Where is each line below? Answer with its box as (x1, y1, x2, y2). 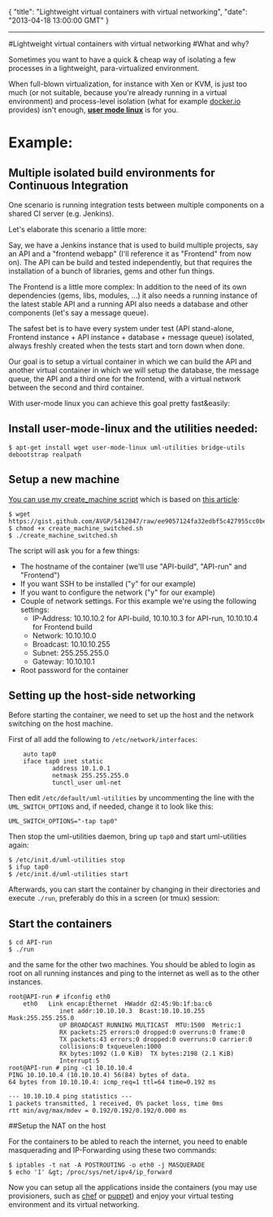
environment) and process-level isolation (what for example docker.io (8, 97, 241, 106)
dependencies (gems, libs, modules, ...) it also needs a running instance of (8, 290, 258, 300)
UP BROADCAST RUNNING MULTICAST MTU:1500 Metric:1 (59, 1021, 242, 1030)
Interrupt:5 (59, 1057, 100, 1065)
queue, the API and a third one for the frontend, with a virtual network (8, 374, 241, 383)
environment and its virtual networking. (8, 1200, 140, 1210)
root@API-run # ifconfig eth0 (8, 992, 111, 1001)
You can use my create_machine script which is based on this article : (8, 494, 240, 504)
